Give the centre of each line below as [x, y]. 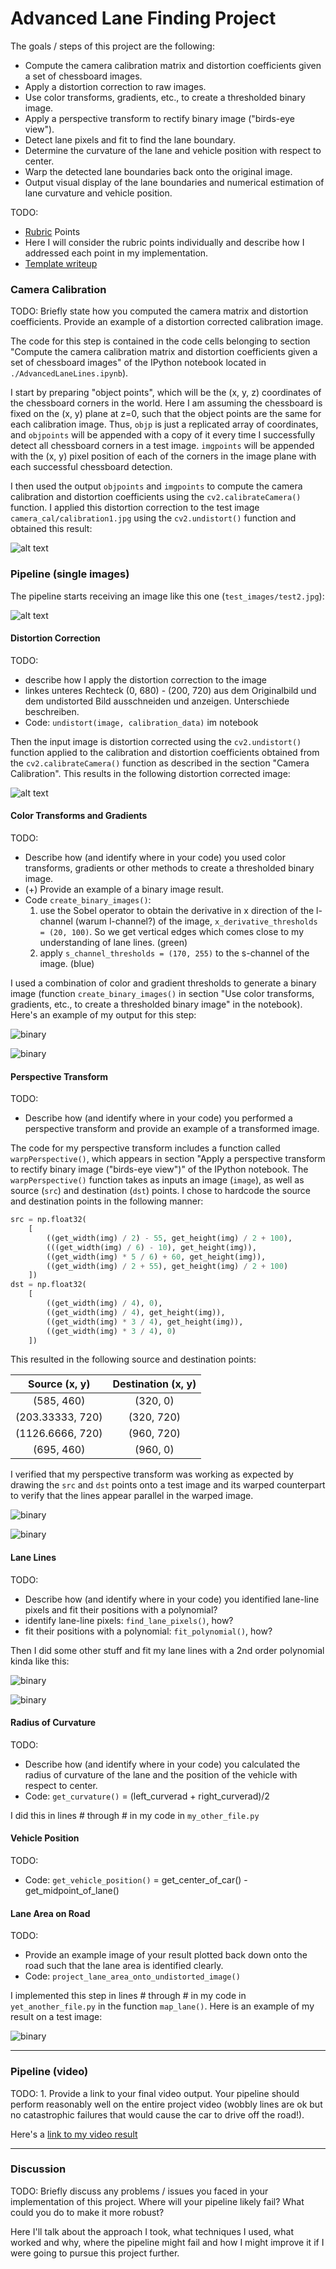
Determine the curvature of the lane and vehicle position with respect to [173, 150]
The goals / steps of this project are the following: [112, 46]
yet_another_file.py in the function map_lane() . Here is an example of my [162, 2006]
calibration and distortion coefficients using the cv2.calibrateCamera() [156, 497]
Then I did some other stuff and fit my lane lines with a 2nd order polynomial [167, 1650]
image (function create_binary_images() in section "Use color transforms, [162, 993]
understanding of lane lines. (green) [113, 942]
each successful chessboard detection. [91, 467]
